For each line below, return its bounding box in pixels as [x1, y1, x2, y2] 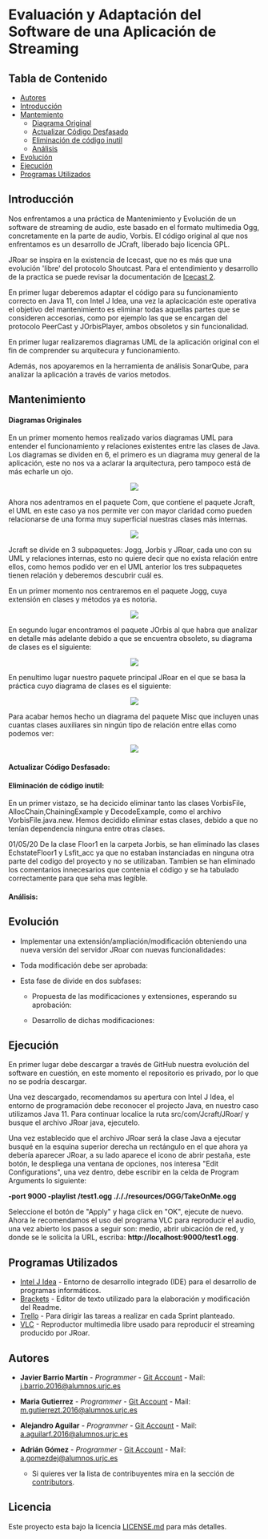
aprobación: [31, 1000, 72, 1009]
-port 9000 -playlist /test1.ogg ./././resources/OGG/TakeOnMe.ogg [8, 1191, 237, 1201]
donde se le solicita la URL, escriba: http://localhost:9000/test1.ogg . [8, 1232, 238, 1243]
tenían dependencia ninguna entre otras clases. [8, 824, 166, 834]
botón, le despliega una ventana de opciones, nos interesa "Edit [8, 1159, 218, 1169]
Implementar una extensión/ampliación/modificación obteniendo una [19, 936, 247, 946]
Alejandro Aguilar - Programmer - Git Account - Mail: [19, 1420, 198, 1431]
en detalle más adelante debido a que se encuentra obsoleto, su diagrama [8, 634, 253, 643]
